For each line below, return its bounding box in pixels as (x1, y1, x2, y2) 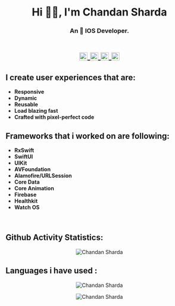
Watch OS (14, 203, 40, 211)
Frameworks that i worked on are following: (5, 131, 170, 141)
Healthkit (14, 197, 38, 205)
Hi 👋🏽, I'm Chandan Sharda (32, 5, 167, 19)
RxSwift (14, 146, 35, 154)
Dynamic (14, 95, 37, 102)
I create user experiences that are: (5, 72, 136, 82)
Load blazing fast (14, 107, 58, 115)
